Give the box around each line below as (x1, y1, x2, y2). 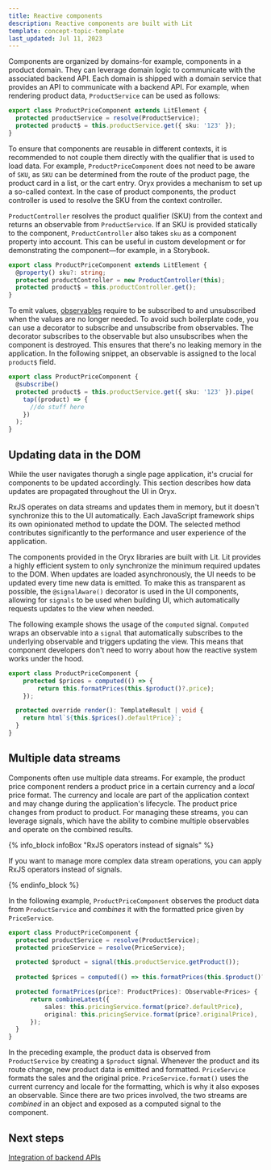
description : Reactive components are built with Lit (8, 19, 194, 27)
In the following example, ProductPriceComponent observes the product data (8, 895, 260, 906)
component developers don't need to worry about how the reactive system (8, 644, 258, 655)
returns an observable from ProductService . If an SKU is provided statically (8, 219, 258, 229)
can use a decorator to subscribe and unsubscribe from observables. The (8, 323, 254, 332)
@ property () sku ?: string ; (15, 268, 106, 277)
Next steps (8, 1131, 65, 1145)
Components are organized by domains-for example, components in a (8, 57, 242, 66)
